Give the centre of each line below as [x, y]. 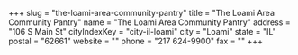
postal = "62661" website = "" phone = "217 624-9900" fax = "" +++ [135, 41]
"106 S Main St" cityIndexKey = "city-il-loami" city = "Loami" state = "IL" [142, 31]
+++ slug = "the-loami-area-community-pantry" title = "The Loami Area [142, 13]
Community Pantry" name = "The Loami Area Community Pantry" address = [149, 22]
